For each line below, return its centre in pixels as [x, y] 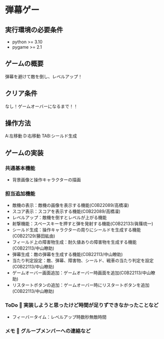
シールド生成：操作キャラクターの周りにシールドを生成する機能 [76, 230]
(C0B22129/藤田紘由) [34, 236]
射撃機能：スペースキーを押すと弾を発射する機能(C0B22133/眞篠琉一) [82, 224]
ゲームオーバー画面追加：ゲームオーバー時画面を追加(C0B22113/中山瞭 [84, 273]
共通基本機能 [20, 168]
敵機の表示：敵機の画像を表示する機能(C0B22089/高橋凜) [70, 205]
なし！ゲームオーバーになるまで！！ [42, 106]
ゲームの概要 [24, 64]
